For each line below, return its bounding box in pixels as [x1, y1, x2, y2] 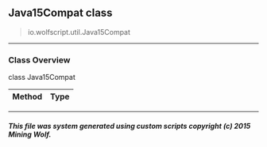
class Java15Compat [8, 73, 75, 82]
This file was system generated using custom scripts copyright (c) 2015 [8, 121, 251, 130]
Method [12, 91, 43, 102]
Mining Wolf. [8, 130, 52, 139]
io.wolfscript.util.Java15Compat [27, 27, 131, 36]
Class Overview [8, 55, 71, 66]
